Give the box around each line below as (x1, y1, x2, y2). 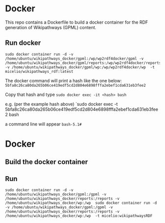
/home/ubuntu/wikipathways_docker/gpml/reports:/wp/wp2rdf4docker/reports (5, 60, 162, 65)
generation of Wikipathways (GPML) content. (5, 24, 97, 30)
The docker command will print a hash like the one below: (5, 77, 122, 84)
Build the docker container (5, 158, 88, 166)
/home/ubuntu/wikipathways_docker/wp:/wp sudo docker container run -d (5, 200, 157, 206)
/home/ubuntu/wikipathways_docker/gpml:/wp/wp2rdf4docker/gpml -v (5, 56, 144, 61)
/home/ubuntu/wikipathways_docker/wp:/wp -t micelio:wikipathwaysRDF (5, 214, 153, 219)
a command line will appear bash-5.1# (5, 121, 82, 127)
